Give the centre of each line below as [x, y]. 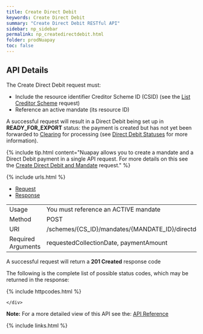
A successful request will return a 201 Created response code [84, 261]
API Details [27, 70]
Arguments [25, 246]
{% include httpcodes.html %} [44, 291]
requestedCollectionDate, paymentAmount [107, 242]
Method [20, 219]
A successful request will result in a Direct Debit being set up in [85, 121]
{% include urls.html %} [36, 177]
